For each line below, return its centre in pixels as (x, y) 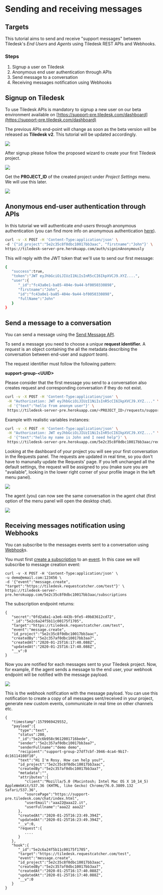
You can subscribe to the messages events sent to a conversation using (77, 545)
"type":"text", (33, 730)
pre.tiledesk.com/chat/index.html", (42, 798)
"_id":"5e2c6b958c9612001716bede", (54, 739)
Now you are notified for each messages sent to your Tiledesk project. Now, (81, 664)
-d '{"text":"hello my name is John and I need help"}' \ (67, 438)
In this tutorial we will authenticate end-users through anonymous (71, 225)
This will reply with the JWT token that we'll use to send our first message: (80, 258)
